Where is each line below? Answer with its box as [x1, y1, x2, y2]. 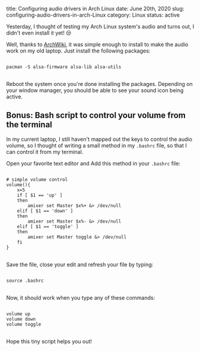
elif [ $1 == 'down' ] [17, 208, 73, 214]
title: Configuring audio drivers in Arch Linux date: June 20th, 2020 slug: [6, 5, 184, 12]
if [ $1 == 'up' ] [17, 192, 63, 198]
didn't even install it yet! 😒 [6, 29, 72, 36]
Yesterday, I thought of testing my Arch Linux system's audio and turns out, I [6, 23, 195, 30]
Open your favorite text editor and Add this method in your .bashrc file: [6, 159, 181, 167]
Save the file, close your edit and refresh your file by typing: [6, 261, 153, 268]
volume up [6, 310, 31, 317]
